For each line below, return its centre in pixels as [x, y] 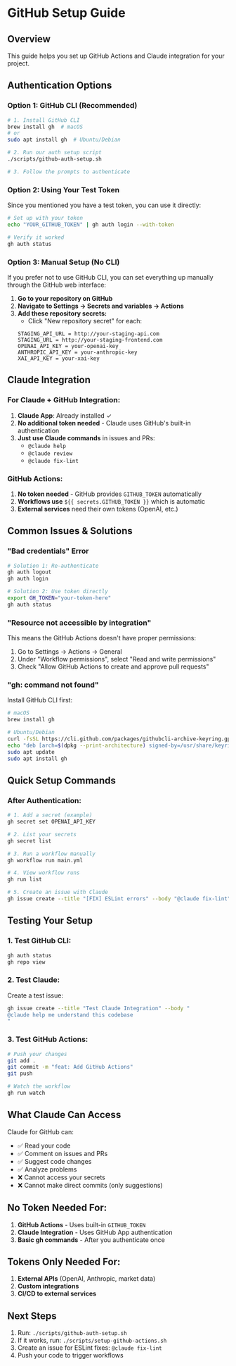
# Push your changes [38, 1054]
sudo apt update [31, 752]
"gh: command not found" [53, 685]
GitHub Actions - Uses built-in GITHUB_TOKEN [81, 1224]
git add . [22, 1061]
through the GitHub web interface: [57, 285]
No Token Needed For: [57, 1208]
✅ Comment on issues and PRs [63, 1153]
